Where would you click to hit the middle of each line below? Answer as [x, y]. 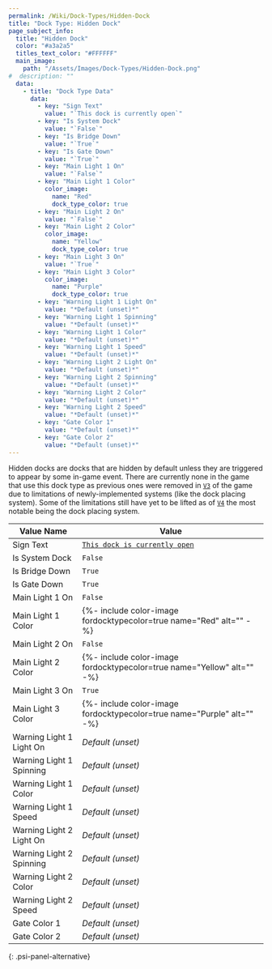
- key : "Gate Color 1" [76, 423]
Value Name [43, 531]
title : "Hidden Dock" [52, 38]
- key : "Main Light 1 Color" [87, 182]
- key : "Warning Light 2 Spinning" [98, 377]
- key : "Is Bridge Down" [79, 136]
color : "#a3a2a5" [45, 46]
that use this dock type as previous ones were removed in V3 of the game [131, 485]
